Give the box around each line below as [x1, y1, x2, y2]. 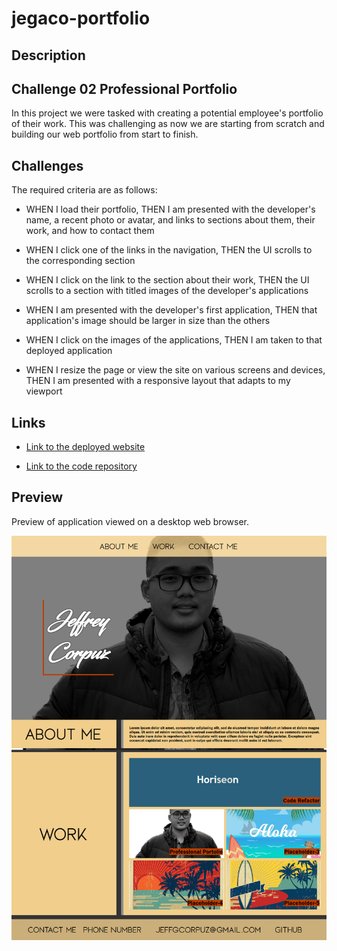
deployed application [25, 345, 113, 357]
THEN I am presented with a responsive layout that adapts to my [25, 375, 291, 387]
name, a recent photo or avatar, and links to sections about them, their [25, 214, 316, 226]
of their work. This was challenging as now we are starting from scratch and [11, 118, 325, 130]
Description [11, 47, 86, 64]
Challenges [11, 157, 84, 174]
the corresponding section [25, 255, 136, 267]
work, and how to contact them [25, 225, 155, 237]
